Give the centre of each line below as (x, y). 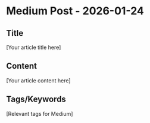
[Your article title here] (34, 47)
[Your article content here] (38, 80)
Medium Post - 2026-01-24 (75, 11)
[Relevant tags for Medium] (40, 113)
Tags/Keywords (36, 99)
